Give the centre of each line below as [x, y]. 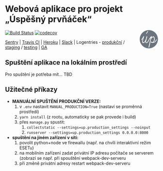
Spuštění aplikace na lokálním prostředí [66, 62]
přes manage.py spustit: [42, 122]
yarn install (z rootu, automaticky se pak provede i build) [78, 117]
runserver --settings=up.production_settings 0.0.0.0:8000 [88, 133]
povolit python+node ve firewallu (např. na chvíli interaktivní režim [85, 142]
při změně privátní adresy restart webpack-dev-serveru [75, 163]
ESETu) [26, 148]
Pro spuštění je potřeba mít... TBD [39, 74]
